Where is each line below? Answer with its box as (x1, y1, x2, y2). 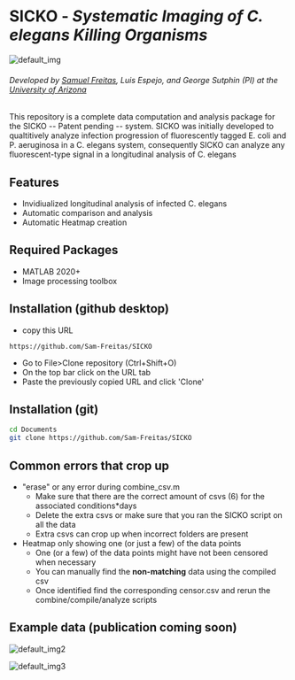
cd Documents (9, 425, 58, 435)
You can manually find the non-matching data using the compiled (35, 566, 276, 576)
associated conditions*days (35, 500, 137, 511)
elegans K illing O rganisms (9, 25, 208, 45)
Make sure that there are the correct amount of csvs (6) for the (35, 491, 266, 501)
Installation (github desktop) (9, 301, 170, 316)
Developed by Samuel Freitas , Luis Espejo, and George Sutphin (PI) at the (9, 74, 279, 85)
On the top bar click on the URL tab (21, 367, 151, 377)
